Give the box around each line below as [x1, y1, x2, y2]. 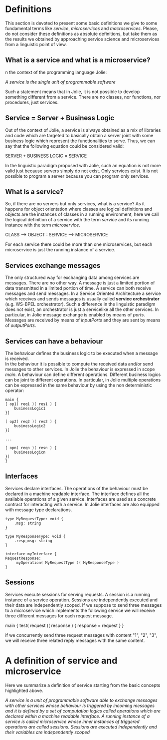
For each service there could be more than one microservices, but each [5, 241, 153, 247]
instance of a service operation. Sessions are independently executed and [5, 597, 158, 603]
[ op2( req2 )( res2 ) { [5, 419, 57, 424]
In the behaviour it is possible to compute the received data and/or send [5, 361, 153, 366]
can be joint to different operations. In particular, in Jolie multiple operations [5, 377, 161, 383]
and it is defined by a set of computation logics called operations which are [5, 707, 161, 714]
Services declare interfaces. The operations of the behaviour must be [5, 485, 148, 491]
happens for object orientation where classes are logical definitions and [5, 206, 153, 212]
